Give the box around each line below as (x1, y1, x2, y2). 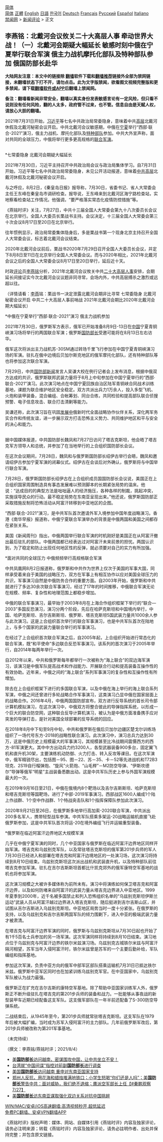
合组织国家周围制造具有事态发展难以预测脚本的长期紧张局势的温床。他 (5, 482, 146, 487)
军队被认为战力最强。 (5, 974, 48, 980)
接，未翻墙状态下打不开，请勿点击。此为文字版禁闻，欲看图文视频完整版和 (5, 79, 154, 85)
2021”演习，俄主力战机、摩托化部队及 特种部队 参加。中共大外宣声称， (11, 130, 150, 136)
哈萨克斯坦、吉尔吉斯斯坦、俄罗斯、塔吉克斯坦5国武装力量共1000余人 (13, 612, 154, 618)
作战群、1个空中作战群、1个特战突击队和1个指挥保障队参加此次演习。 (9, 797, 147, 803)
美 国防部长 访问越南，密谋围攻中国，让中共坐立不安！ (12, 1056, 119, 1062)
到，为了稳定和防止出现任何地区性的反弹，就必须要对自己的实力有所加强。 (5, 545, 154, 551)
